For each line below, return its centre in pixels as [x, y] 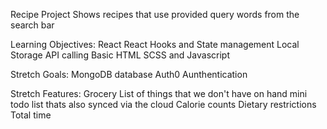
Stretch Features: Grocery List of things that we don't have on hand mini [159, 93]
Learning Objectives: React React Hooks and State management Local [155, 44]
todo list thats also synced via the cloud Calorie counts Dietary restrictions [163, 104]
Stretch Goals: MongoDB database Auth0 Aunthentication [129, 74]
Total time [31, 115]
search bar [32, 25]
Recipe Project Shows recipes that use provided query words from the [155, 14]
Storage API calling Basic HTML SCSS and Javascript [120, 55]
